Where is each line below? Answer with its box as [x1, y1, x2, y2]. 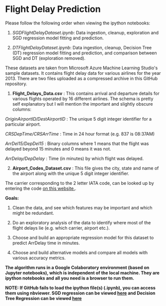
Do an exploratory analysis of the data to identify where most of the [12, 219, 151, 225]
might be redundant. [12, 210, 55, 216]
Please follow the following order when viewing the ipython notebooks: [5, 20, 151, 26]
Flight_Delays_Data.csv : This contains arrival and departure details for [12, 90, 160, 96]
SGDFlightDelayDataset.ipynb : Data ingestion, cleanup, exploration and [12, 29, 159, 35]
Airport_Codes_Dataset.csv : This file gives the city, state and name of [12, 165, 159, 171]
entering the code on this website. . [5, 185, 77, 191]
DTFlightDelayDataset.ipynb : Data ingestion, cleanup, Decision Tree [12, 44, 152, 50]
